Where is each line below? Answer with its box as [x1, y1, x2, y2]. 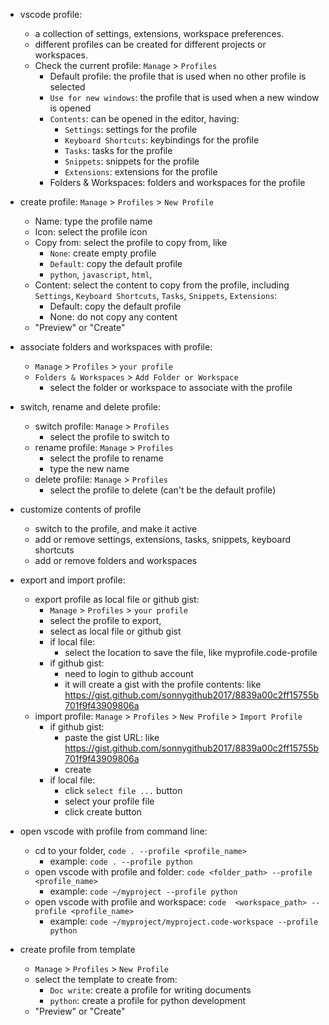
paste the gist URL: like [64, 732, 160, 743]
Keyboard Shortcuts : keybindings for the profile [64, 134, 260, 146]
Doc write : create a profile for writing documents [49, 984, 252, 996]
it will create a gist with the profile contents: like [64, 679, 262, 690]
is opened [49, 102, 92, 114]
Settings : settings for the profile [64, 124, 198, 135]
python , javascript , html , [49, 269, 153, 280]
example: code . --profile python [49, 855, 193, 867]
